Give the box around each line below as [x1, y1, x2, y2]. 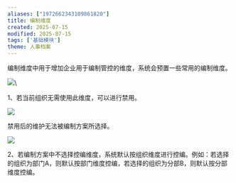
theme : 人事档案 [7, 43, 51, 50]
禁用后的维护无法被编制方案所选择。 [7, 122, 114, 130]
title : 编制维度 [7, 17, 51, 24]
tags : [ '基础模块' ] [7, 37, 61, 44]
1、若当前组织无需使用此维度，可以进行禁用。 [7, 94, 141, 101]
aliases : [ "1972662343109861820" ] [7, 10, 110, 18]
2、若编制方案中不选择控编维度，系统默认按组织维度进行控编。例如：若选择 [7, 150, 230, 158]
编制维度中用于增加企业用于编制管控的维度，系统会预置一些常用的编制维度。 [7, 64, 232, 72]
